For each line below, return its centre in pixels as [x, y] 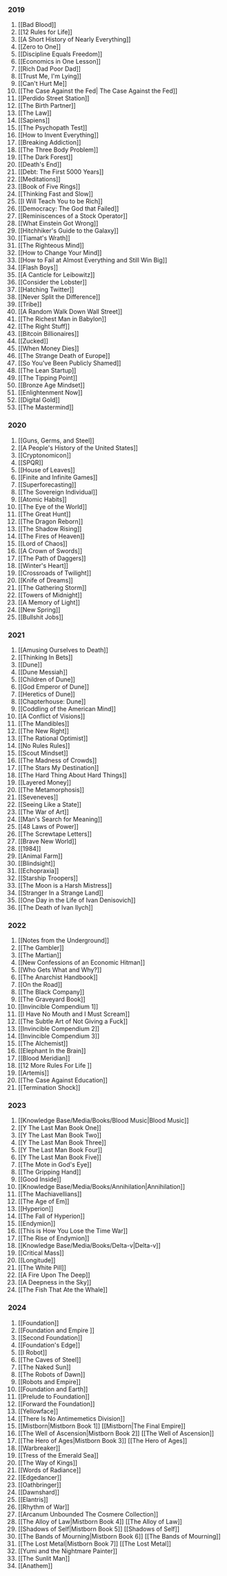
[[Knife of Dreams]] [45, 580]
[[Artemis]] [33, 1073]
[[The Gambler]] [41, 948]
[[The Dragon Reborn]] [50, 521]
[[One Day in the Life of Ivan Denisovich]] [77, 900]
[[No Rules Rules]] [44, 745]
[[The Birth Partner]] [47, 106]
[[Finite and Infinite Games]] [58, 477]
